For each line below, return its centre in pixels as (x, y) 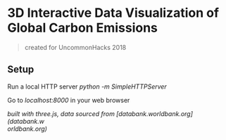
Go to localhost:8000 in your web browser (69, 100)
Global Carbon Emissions (83, 28)
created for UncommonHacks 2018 (75, 47)
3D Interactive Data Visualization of (113, 13)
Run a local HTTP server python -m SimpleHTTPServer (87, 87)
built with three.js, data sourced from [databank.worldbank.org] (100, 113)
